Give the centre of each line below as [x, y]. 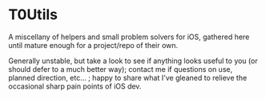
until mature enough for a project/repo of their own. [93, 45]
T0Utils [33, 15]
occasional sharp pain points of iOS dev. [75, 86]
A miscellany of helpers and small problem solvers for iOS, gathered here [129, 37]
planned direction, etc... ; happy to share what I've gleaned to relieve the [128, 77]
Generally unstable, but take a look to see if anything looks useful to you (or [133, 61]
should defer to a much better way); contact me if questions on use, [121, 69]
